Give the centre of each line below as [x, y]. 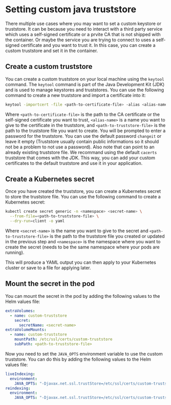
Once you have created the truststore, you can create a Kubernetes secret [83, 191]
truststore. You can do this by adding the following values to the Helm [78, 359]
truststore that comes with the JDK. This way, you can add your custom [80, 158]
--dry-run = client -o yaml [37, 221]
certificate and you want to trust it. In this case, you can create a [88, 45]
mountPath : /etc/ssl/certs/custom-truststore [64, 339]
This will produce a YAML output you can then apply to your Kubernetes [81, 262]
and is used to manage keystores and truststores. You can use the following [85, 90]
